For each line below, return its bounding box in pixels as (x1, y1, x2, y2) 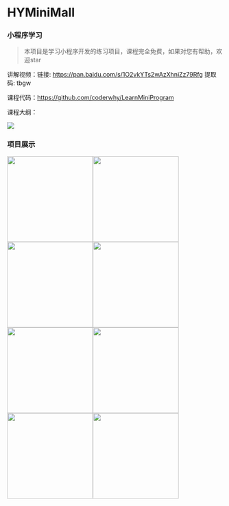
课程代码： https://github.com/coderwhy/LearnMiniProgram (7, 94, 174, 102)
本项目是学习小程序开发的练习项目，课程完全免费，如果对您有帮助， (23, 47, 217, 55)
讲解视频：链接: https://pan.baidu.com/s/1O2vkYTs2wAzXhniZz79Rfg (7, 71, 204, 79)
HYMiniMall (7, 5, 75, 21)
